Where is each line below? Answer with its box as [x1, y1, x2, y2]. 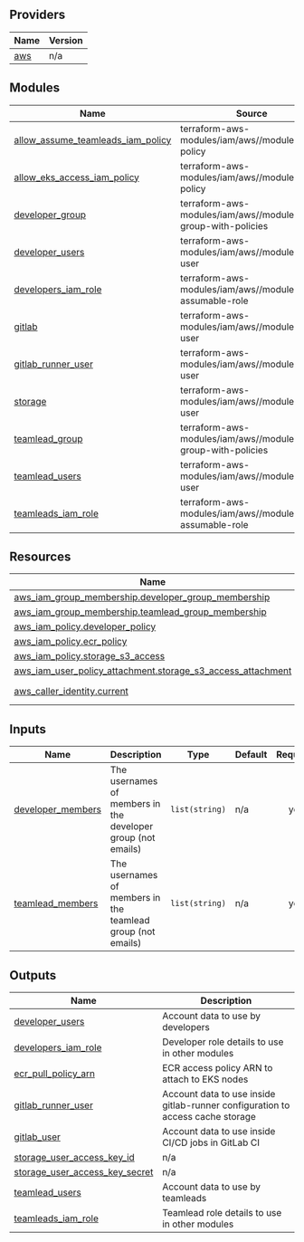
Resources [9, 549, 71, 565]
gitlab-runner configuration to [162, 1099, 290, 1112]
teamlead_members [14, 897, 99, 910]
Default [234, 749, 268, 761]
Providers [9, 7, 66, 23]
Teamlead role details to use [162, 1207, 282, 1219]
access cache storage [162, 1111, 256, 1123]
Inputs [9, 721, 47, 737]
